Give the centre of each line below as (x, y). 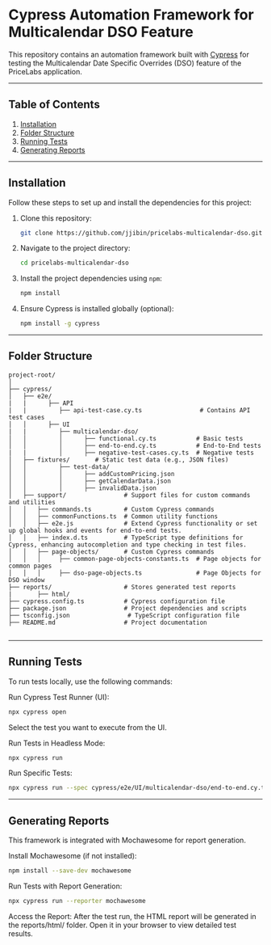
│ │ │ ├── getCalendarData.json (90, 481)
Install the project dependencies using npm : (91, 278)
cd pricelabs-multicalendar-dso (74, 263)
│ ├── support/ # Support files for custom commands (129, 495)
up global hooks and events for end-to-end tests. (95, 530)
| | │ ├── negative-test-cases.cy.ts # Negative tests (131, 453)
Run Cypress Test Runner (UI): (59, 697)
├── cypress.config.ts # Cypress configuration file (117, 601)
